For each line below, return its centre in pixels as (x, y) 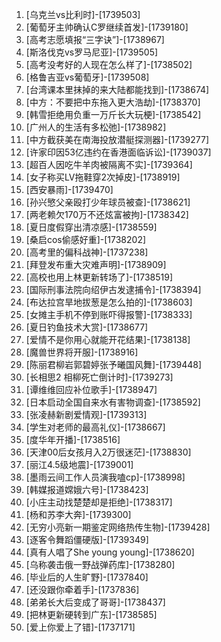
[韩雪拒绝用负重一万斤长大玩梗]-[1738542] (113, 114)
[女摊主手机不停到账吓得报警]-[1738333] (109, 314)
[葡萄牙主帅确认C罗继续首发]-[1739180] (107, 27)
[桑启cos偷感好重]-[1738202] (86, 239)
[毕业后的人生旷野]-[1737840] (87, 577)
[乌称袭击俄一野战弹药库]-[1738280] (100, 564)
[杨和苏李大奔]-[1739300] (78, 514)
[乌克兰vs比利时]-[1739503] (83, 14)
